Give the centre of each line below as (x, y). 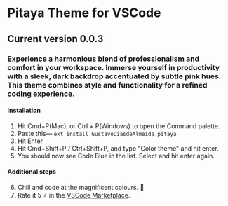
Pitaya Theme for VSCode (84, 13)
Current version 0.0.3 (55, 39)
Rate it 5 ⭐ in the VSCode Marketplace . (74, 195)
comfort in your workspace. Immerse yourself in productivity (113, 67)
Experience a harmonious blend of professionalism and (103, 59)
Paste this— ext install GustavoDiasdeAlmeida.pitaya (97, 133)
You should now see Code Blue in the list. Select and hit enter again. (116, 156)
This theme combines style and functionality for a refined (107, 85)
